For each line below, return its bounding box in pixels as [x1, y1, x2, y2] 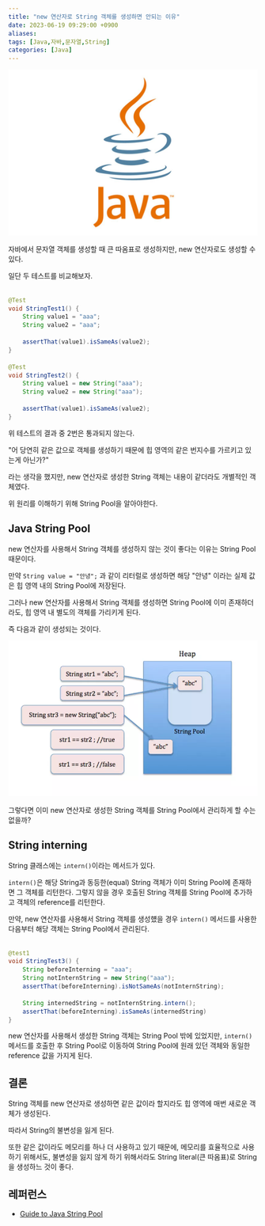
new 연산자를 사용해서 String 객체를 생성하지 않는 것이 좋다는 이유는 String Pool [8, 544, 256, 553]
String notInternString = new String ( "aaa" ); [22, 974, 176, 982]
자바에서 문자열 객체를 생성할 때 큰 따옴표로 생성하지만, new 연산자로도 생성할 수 [8, 244, 256, 253]
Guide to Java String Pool [19, 1209, 103, 1219]
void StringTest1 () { [8, 305, 80, 313]
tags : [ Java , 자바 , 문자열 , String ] [8, 38, 111, 46]
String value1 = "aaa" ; [22, 313, 101, 321]
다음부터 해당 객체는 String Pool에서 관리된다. [8, 924, 150, 933]
